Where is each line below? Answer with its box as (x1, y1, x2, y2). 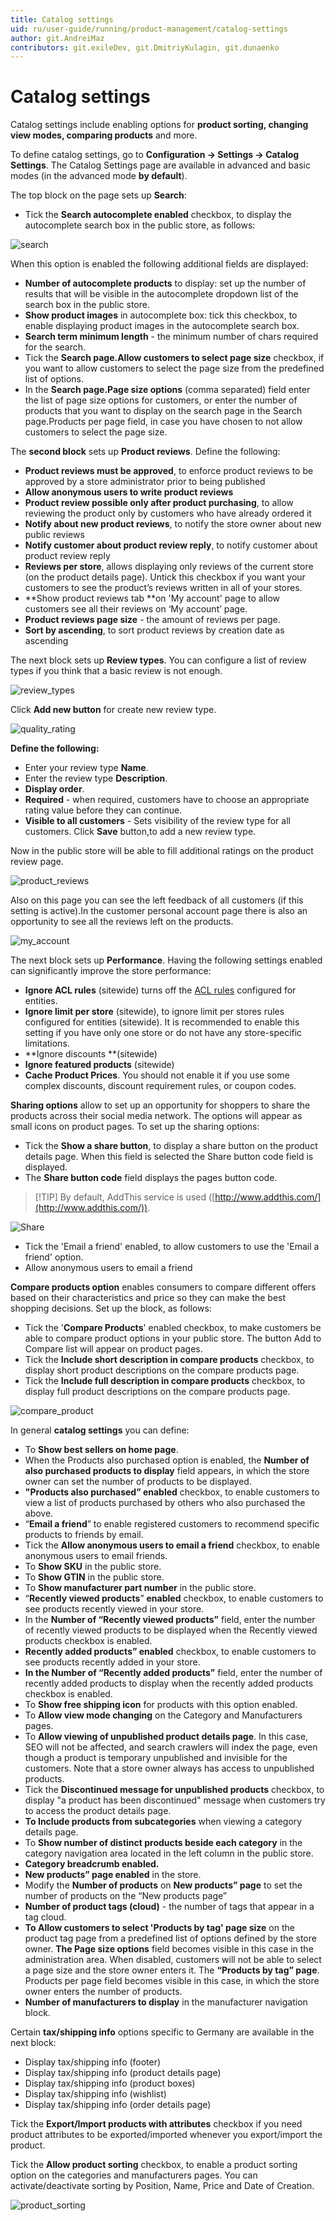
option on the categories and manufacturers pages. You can (10, 2169, 258, 2181)
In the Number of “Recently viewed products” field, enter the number (24, 1614, 316, 1626)
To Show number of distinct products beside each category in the (24, 1837, 303, 1849)
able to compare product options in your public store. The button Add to (24, 1332, 322, 1345)
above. (24, 1507, 54, 1520)
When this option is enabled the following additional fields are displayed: (10, 258, 309, 270)
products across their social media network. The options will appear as (10, 1110, 303, 1122)
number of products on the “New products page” (24, 1890, 228, 1902)
